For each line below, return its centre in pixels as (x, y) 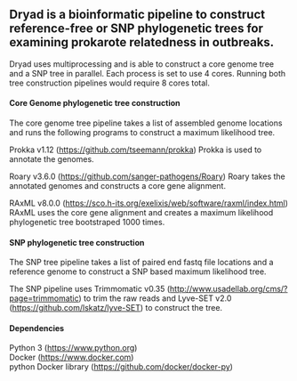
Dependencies (37, 328)
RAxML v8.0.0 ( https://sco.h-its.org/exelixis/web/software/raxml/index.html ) (149, 203)
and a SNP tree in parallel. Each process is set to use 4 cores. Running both (148, 73)
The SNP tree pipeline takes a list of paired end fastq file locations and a (141, 263)
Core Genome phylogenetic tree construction (95, 103)
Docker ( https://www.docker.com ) (72, 357)
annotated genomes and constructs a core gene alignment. (118, 186)
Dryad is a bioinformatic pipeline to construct (137, 15)
